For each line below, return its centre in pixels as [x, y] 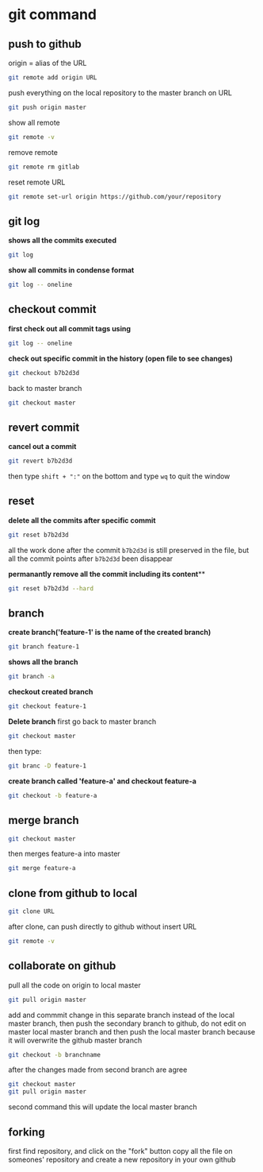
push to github [45, 44]
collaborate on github [62, 966]
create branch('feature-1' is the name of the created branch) [110, 632]
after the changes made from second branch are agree [98, 1069]
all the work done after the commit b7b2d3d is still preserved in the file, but [129, 550]
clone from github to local [73, 893]
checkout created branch [51, 692]
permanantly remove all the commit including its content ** [107, 574]
